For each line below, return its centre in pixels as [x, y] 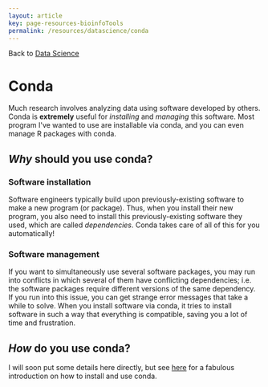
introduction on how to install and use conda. [83, 376]
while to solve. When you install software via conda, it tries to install [120, 306]
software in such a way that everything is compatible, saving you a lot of [128, 315]
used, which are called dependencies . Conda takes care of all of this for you [134, 225]
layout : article [35, 16]
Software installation [50, 181]
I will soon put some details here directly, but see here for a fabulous [122, 368]
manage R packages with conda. [62, 134]
